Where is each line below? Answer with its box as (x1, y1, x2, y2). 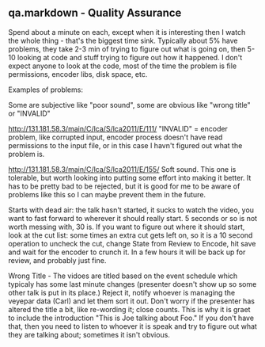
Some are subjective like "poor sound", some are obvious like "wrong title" (8, 100, 251, 109)
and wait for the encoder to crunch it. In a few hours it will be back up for (8, 247, 246, 257)
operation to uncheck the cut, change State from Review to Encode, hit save (8, 238, 256, 248)
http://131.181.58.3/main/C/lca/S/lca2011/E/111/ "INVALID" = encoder (8, 124, 228, 133)
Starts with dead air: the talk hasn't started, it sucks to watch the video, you (8, 205, 255, 215)
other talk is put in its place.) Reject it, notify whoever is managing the (8, 288, 236, 297)
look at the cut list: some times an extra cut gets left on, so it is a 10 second (8, 230, 253, 240)
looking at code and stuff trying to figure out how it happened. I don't (17, 52, 243, 62)
